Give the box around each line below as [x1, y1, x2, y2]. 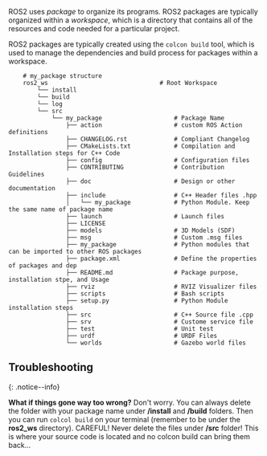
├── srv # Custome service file [65, 318, 253, 326]
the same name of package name [8, 206, 113, 214]
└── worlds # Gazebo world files [65, 339, 247, 347]
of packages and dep [8, 262, 78, 270]
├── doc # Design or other [65, 177, 236, 185]
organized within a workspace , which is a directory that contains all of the [8, 15, 253, 25]
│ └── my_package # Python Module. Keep [65, 198, 250, 206]
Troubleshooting [8, 360, 94, 374]
